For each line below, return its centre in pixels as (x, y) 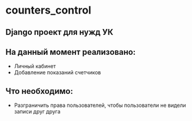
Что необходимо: (39, 91)
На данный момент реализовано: (71, 52)
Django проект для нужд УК (59, 32)
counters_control (49, 10)
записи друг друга (37, 112)
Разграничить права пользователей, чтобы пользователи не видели (100, 105)
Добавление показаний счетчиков (57, 73)
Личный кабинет (35, 66)
